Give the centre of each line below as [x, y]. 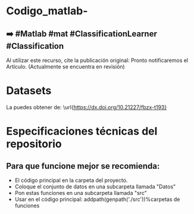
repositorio [34, 144]
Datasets [29, 91]
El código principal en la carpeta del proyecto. [71, 180]
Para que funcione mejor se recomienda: [83, 166]
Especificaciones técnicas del [82, 131]
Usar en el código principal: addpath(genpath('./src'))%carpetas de [97, 199]
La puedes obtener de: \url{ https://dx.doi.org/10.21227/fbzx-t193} [87, 107]
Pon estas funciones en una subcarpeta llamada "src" [81, 193]
